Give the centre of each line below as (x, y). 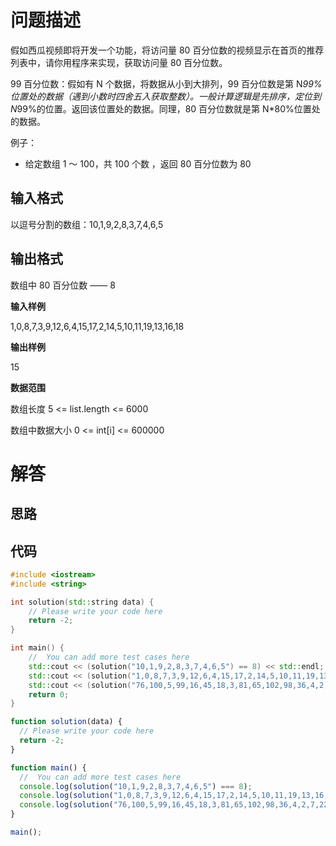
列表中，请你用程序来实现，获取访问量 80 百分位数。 (119, 62)
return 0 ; (49, 694)
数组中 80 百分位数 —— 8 (63, 285)
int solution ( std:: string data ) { (82, 602)
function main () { (48, 767)
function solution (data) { (66, 722)
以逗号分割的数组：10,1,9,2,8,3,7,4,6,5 (87, 224)
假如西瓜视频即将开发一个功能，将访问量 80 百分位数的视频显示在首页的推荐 (167, 50)
